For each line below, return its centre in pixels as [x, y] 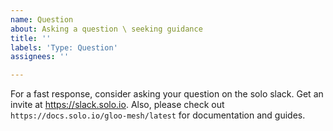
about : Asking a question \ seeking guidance [106, 29]
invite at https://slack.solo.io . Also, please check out [117, 105]
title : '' [31, 38]
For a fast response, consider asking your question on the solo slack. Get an [167, 94]
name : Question [42, 19]
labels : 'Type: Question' [64, 47]
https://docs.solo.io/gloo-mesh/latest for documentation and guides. [158, 115]
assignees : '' [40, 57]
